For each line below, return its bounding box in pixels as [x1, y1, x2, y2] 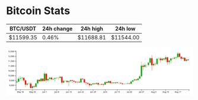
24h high [80, 25, 104, 32]
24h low [114, 25, 136, 32]
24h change [42, 25, 73, 32]
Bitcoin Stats [6, 4, 71, 18]
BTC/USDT [9, 25, 37, 32]
